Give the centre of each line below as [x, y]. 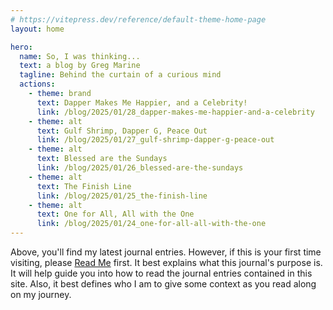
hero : [21, 47]
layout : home [37, 29]
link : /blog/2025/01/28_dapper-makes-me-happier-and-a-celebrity [175, 112]
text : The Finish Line [84, 186]
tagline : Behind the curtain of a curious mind [120, 75]
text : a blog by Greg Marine [80, 66]
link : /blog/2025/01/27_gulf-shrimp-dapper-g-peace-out [155, 140]
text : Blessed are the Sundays [102, 159]
